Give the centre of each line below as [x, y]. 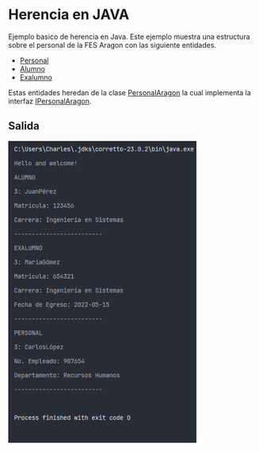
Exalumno [36, 77]
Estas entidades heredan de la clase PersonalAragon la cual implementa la [129, 92]
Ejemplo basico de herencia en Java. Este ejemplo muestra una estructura [129, 37]
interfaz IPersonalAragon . [50, 101]
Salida [24, 126]
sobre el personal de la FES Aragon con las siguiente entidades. [112, 44]
